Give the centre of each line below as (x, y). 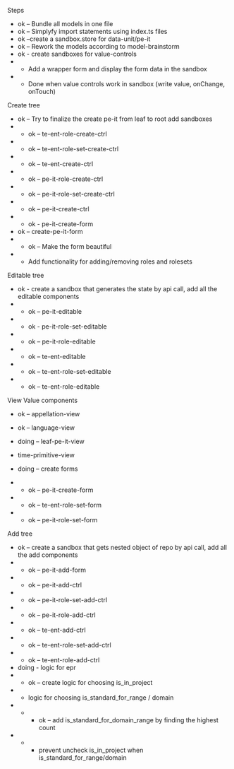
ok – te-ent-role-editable (64, 387)
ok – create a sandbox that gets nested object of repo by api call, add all (122, 547)
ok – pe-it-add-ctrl (55, 585)
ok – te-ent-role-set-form (65, 505)
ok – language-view (46, 428)
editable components (48, 297)
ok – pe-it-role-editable (62, 341)
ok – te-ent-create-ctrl (61, 164)
